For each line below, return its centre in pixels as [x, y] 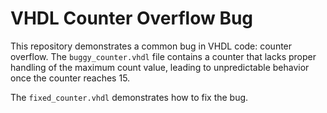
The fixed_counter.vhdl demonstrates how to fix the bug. [129, 97]
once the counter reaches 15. [70, 78]
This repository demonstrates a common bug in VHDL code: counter [151, 46]
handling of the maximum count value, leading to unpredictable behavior [160, 67]
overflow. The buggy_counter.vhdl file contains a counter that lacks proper [163, 56]
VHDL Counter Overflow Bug [132, 18]
